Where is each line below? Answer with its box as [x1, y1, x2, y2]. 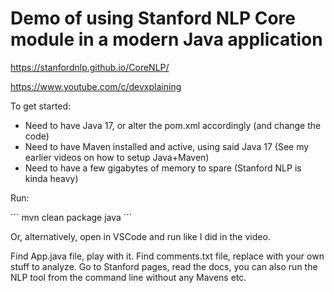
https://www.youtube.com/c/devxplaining [10, 80, 182, 92]
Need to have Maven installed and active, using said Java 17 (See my [24, 140, 310, 152]
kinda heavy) [24, 172, 79, 184]
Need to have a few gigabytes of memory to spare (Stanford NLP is [24, 162, 302, 174]
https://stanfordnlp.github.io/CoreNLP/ [10, 61, 170, 73]
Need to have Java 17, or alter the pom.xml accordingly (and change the [24, 119, 322, 131]
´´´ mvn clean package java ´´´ [10, 211, 133, 223]
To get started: [10, 100, 72, 112]
